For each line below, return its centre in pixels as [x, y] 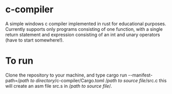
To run [19, 61]
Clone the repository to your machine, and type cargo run [66, 75]
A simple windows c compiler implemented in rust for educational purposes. [86, 24]
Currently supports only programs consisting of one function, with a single [84, 29]
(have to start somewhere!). [35, 40]
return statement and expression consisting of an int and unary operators [83, 34]
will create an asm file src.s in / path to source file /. [59, 86]
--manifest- [140, 75]
